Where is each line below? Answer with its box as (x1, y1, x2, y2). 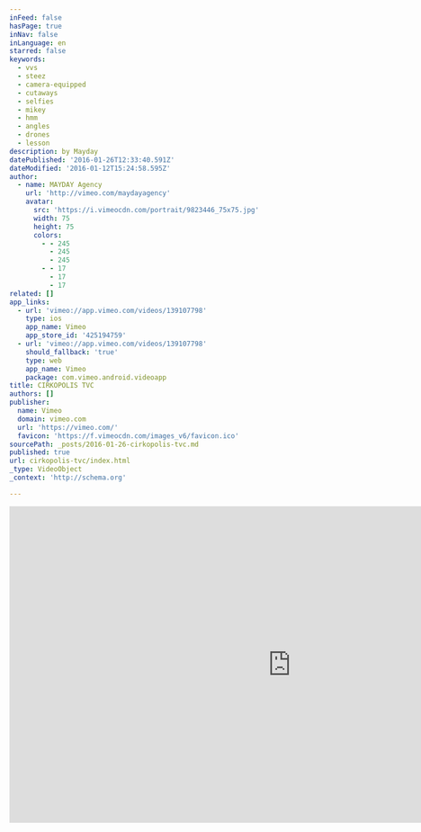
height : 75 (32, 222, 75, 231)
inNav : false (9, 30, 58, 39)
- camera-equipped (17, 80, 87, 89)
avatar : (25, 197, 54, 207)
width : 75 (32, 213, 70, 223)
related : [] (9, 289, 54, 298)
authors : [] (9, 389, 54, 398)
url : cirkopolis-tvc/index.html (9, 456, 130, 466)
